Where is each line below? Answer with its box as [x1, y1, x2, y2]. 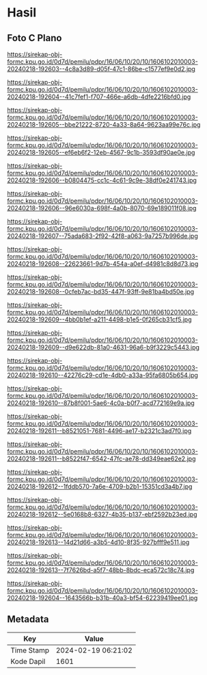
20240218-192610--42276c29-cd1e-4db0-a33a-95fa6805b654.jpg [7, 371, 198, 379]
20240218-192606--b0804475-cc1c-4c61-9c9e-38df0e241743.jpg [7, 176, 197, 184]
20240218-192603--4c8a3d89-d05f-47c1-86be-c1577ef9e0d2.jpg [7, 65, 196, 73]
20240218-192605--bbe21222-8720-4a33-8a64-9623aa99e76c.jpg [7, 121, 201, 128]
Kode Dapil [10, 656, 46, 666]
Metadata [7, 613, 49, 625]
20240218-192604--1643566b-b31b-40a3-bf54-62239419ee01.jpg [7, 594, 198, 602]
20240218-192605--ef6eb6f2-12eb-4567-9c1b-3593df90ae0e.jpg [7, 149, 195, 156]
